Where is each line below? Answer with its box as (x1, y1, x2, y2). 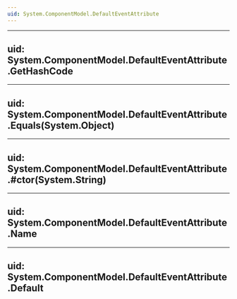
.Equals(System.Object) (7, 119, 115, 131)
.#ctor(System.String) (7, 174, 107, 186)
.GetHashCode (7, 65, 73, 78)
